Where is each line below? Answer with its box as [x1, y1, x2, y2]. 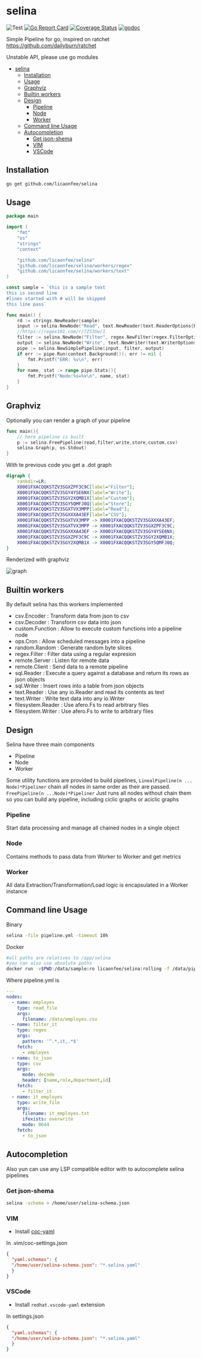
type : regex [17, 1027, 47, 1033]
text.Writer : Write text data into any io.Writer [14, 695, 125, 702]
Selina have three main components [6, 741, 95, 748]
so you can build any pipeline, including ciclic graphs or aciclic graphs [6, 796, 179, 802]
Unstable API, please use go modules [6, 53, 99, 60]
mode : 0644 [22, 1122, 50, 1128]
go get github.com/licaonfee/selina [6, 181, 98, 187]
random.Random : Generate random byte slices [14, 644, 132, 651]
